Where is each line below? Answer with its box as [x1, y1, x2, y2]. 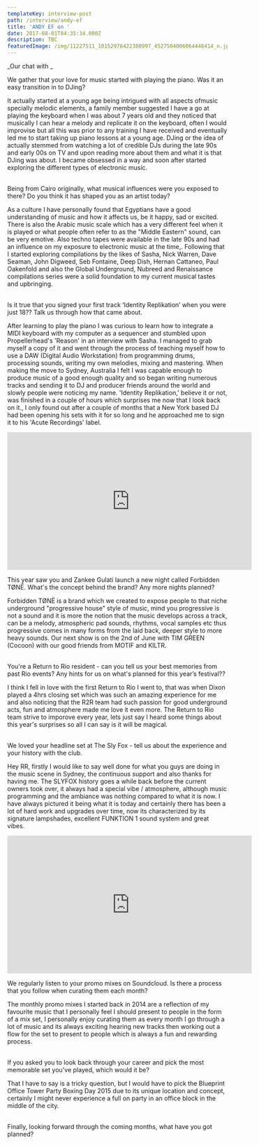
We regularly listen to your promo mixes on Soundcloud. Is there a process [7, 979, 222, 987]
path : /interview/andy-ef [7, 17, 82, 24]
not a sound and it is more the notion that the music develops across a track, [7, 611, 228, 620]
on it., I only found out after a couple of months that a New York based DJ [7, 404, 219, 411]
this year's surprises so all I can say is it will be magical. [7, 720, 168, 728]
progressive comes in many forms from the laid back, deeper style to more [7, 627, 222, 634]
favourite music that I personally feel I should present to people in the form [7, 1008, 222, 1016]
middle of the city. [7, 1102, 59, 1109]
